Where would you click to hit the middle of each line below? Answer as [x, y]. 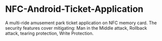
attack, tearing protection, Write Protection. [49, 33]
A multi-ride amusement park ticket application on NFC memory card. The [81, 23]
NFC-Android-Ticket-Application [74, 9]
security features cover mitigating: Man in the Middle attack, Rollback [76, 28]
